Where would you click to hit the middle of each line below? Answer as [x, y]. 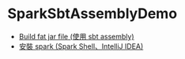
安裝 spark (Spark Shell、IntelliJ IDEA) [81, 46]
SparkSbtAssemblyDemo [92, 14]
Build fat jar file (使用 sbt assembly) [76, 36]
